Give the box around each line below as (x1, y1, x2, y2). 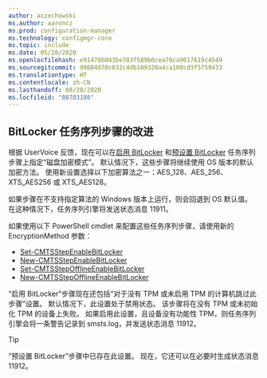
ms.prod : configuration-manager (8, 26, 116, 34)
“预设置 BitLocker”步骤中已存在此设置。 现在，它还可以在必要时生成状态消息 (8, 352, 259, 361)
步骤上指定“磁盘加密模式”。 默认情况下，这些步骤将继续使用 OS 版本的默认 (8, 157, 253, 167)
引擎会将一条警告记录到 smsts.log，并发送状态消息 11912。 (8, 319, 201, 329)
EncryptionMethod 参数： (8, 231, 92, 241)
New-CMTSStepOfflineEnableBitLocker (19, 273, 149, 282)
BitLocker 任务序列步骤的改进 (8, 124, 154, 138)
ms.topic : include (8, 41, 69, 49)
